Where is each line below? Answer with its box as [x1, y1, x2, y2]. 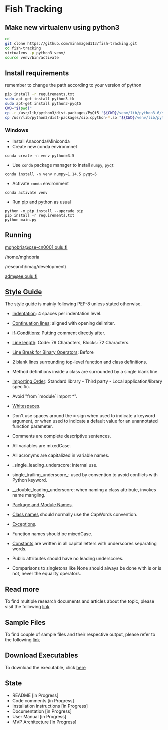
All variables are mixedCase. [12, 443, 71, 449]
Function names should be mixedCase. [12, 531, 92, 537]
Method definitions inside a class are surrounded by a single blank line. [12, 369, 159, 375]
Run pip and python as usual [12, 199, 71, 205]
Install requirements [5, 69, 69, 77]
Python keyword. [12, 477, 47, 483]
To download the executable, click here [5, 664, 86, 670]
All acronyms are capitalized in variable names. [12, 452, 110, 458]
